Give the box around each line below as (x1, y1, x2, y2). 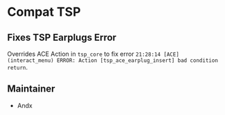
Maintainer (7, 83, 55, 95)
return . (7, 63, 28, 71)
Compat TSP (7, 4, 81, 20)
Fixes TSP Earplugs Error (7, 32, 116, 43)
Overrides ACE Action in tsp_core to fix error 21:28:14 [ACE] (7, 50, 180, 58)
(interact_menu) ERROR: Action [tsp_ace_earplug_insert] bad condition (7, 57, 218, 64)
